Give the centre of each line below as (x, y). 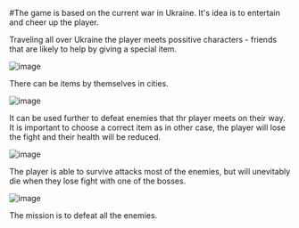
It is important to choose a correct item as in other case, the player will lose (147, 127)
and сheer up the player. (54, 22)
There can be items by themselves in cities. (89, 83)
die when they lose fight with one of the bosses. (98, 181)
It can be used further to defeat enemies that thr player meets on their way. (147, 118)
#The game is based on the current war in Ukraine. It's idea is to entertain (145, 13)
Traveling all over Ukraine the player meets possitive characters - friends (143, 40)
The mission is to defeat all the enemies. (83, 216)
